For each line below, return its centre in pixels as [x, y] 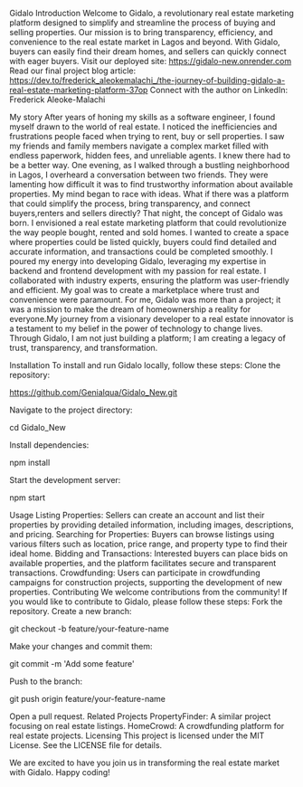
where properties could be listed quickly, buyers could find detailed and [143, 242]
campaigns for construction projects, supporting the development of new [146, 582]
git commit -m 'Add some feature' [72, 664]
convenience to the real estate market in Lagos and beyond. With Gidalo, [145, 42]
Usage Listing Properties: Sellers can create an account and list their [137, 515]
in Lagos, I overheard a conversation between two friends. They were [139, 175]
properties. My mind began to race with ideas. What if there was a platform [149, 194]
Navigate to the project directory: [71, 410]
